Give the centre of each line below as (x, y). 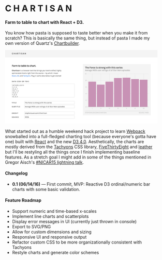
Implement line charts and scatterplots (50, 216)
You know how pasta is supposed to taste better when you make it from (76, 33)
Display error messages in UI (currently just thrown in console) (74, 221)
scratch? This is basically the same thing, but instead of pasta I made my (77, 38)
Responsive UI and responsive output (49, 237)
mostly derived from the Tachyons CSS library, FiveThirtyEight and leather (79, 147)
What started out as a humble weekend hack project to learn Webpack (75, 131)
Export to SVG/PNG (31, 226)
